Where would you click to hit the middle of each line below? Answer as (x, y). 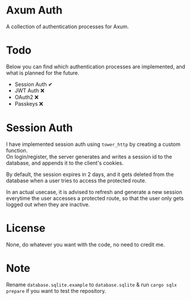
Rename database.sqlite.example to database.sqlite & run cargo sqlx (92, 284)
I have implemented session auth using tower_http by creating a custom (93, 144)
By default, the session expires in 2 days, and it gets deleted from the (90, 174)
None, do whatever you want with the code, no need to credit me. (86, 244)
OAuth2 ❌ (26, 97)
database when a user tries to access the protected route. (76, 181)
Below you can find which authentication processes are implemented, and (96, 66)
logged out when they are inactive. (48, 204)
